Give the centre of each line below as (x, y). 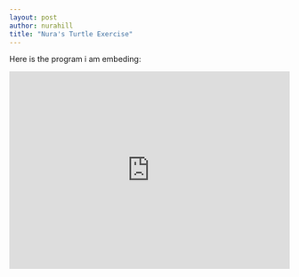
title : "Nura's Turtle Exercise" (71, 34)
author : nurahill (41, 26)
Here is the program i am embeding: (75, 59)
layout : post (33, 17)
